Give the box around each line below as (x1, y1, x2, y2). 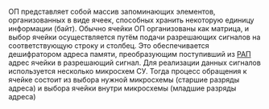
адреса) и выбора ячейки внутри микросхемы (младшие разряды (8, 83, 237, 93)
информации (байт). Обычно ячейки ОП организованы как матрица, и (8, 24, 250, 33)
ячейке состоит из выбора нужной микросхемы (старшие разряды (8, 75, 240, 84)
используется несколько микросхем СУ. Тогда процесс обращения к (8, 67, 247, 75)
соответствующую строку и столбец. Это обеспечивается (8, 41, 209, 50)
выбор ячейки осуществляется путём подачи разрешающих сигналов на (8, 32, 261, 42)
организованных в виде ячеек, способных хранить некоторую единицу (8, 15, 255, 25)
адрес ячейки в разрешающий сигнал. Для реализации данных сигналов (8, 58, 262, 67)
